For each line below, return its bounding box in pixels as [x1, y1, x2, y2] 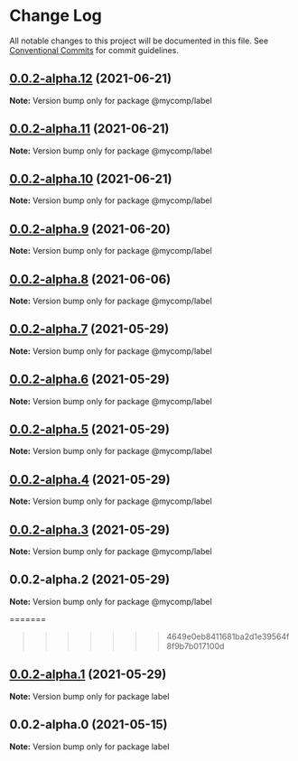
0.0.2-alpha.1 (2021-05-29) [9, 667, 167, 682]
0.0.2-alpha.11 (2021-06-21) [9, 121, 170, 136]
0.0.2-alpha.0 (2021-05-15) [9, 717, 168, 732]
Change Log [9, 5, 102, 26]
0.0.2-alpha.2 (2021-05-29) [9, 572, 170, 588]
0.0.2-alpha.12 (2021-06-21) [9, 71, 172, 87]
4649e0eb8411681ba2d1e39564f [166, 631, 290, 642]
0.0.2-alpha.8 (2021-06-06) [9, 272, 172, 287]
